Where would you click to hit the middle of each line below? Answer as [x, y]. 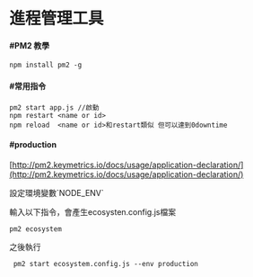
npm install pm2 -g [46, 65]
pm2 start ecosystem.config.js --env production [106, 264]
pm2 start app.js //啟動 [54, 107]
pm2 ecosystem [36, 229]
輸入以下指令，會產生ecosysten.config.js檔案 [93, 211]
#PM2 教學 [30, 45]
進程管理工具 [57, 18]
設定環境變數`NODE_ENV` [57, 192]
